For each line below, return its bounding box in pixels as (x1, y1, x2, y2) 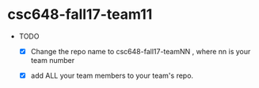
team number (30, 56, 75, 64)
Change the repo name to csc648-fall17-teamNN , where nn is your (30, 46, 251, 56)
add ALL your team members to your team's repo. (30, 71, 194, 80)
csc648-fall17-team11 (7, 5, 153, 24)
